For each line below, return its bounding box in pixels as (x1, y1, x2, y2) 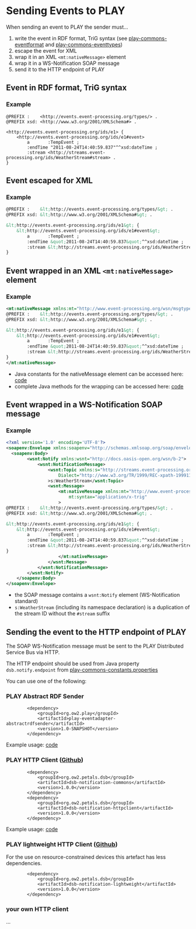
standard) (14, 598, 38, 605)
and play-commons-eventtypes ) (45, 41, 123, 48)
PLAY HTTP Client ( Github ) (6, 756, 83, 764)
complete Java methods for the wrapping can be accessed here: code (14, 383, 184, 390)
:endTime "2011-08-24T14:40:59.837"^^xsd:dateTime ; (27, 144, 158, 150)
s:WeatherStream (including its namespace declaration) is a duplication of (14, 604, 190, 611)
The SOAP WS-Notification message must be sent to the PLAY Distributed (6, 642, 184, 649)
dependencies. (6, 859, 42, 866)
